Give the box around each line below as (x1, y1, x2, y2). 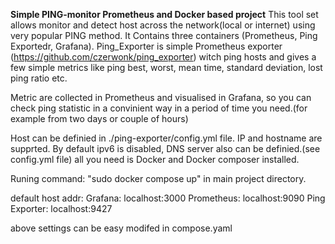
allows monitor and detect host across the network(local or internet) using (10, 19, 316, 31)
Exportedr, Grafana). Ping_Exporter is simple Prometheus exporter (10, 40, 283, 52)
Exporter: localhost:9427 (10, 203, 113, 214)
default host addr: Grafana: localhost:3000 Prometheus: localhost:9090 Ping (10, 192, 326, 204)
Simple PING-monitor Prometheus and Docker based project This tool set (10, 9, 319, 20)
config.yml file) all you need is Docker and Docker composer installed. (10, 154, 300, 165)
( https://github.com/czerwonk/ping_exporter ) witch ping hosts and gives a (10, 51, 317, 63)
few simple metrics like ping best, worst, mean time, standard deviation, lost (10, 62, 323, 73)
